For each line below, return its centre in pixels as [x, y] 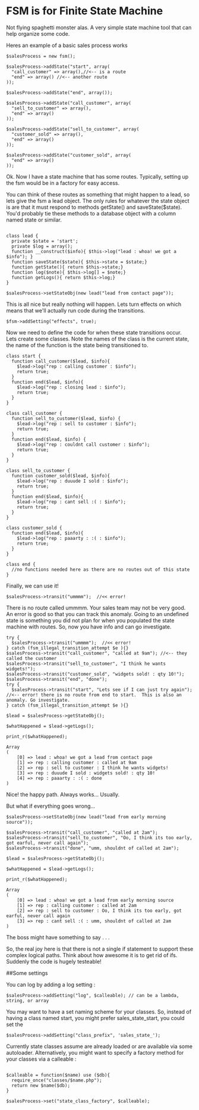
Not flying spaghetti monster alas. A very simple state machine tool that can [99, 27]
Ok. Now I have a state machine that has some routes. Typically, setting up [97, 176]
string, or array [28, 1000]
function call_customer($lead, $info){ [61, 361]
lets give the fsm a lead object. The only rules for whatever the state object [98, 201]
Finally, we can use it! [33, 586]
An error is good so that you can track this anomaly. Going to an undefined [97, 614]
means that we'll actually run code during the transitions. [76, 310]
